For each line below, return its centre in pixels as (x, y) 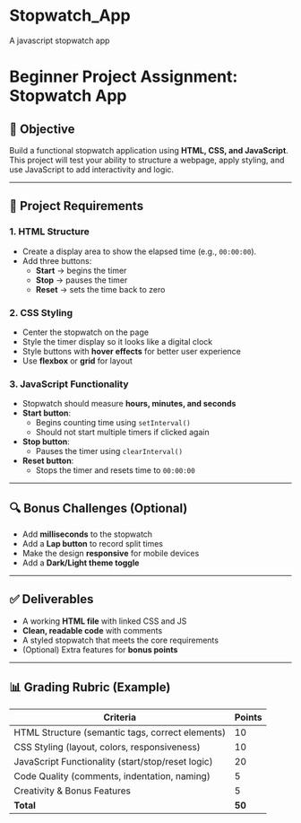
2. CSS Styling (41, 312)
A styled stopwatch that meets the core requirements (120, 640)
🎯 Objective (42, 129)
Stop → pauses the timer (82, 280)
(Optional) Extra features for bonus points (100, 649)
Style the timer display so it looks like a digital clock (117, 341)
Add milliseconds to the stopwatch (87, 534)
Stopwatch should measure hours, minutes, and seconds (129, 404)
